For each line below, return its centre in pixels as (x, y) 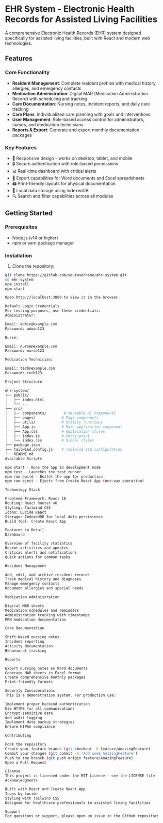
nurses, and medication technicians (48, 124)
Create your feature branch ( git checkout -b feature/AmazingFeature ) (78, 749)
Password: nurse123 (25, 351)
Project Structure (24, 381)
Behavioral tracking (26, 651)
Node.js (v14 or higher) (35, 238)
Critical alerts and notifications (41, 552)
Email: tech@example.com (30, 369)
